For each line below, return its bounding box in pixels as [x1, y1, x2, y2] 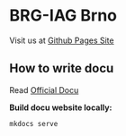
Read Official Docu [9, 84, 79, 95]
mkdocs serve [9, 119, 58, 128]
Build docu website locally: [9, 102, 112, 113]
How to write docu [9, 61, 114, 76]
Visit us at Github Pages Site [9, 35, 114, 46]
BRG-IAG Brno [9, 5, 117, 26]
